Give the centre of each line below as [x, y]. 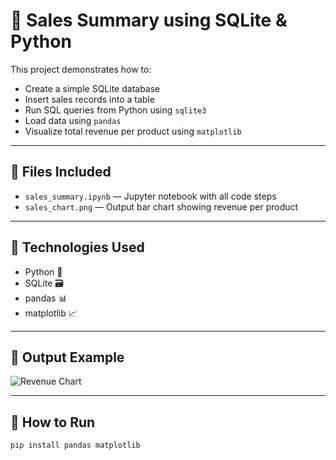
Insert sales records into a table [89, 99]
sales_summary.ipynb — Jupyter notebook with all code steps [150, 196]
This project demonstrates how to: [81, 69]
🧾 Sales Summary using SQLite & [149, 20]
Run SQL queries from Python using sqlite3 [115, 110]
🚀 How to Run [53, 422]
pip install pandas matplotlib [75, 445]
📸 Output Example [67, 357]
